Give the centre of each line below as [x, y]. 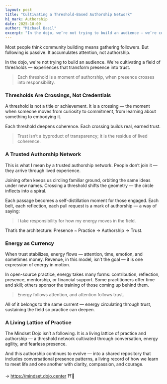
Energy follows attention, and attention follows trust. [71, 294]
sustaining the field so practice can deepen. [50, 309]
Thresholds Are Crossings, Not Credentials [58, 95]
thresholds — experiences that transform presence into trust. [68, 67]
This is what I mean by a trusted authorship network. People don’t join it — [82, 165]
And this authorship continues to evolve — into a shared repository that [78, 354]
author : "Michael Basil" [31, 28]
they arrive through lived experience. [43, 171]
